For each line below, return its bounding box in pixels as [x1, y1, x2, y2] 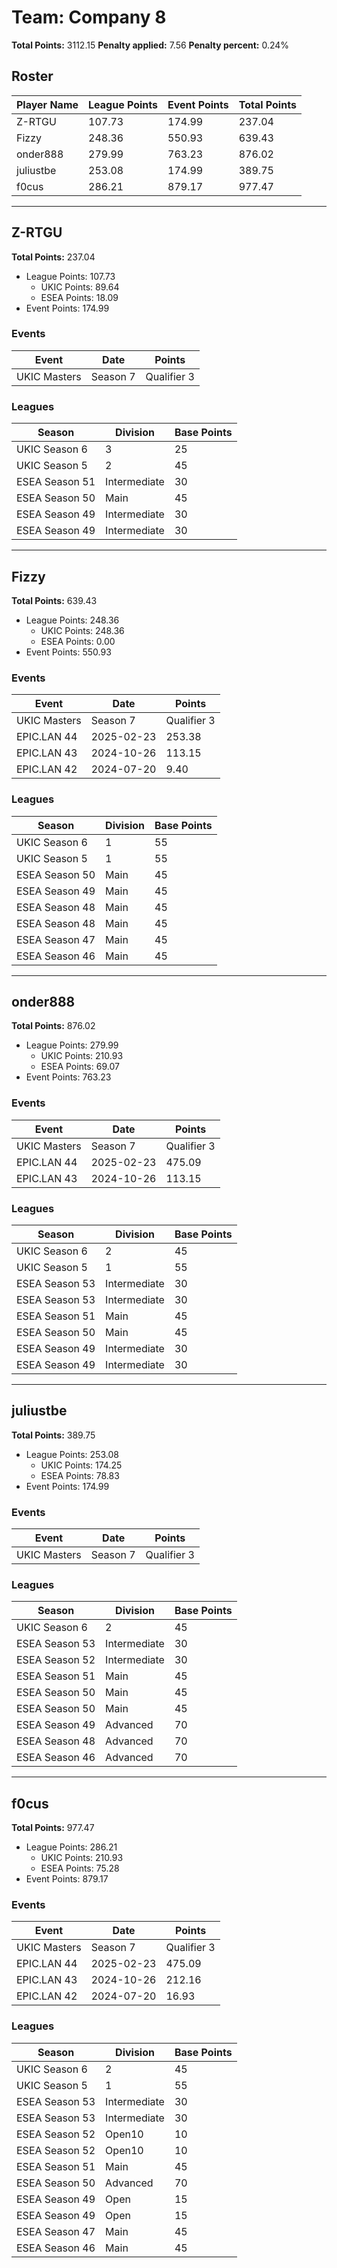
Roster [11, 68, 54, 85]
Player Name [16, 97, 79, 111]
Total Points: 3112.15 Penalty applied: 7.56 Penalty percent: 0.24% [11, 39, 290, 51]
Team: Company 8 [11, 6, 167, 29]
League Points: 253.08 [25, 1448, 119, 1460]
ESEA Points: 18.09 [40, 291, 119, 303]
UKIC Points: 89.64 [40, 281, 120, 293]
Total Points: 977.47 [11, 1822, 95, 1834]
